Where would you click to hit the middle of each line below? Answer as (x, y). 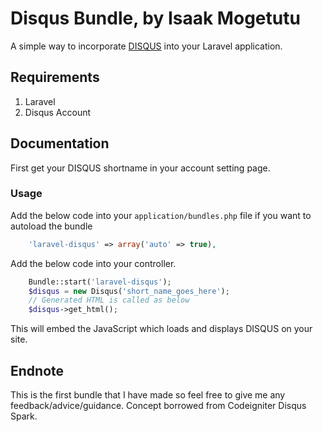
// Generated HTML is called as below (109, 300)
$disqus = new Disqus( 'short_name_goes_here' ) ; (129, 291)
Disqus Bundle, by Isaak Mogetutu (155, 18)
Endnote (37, 370)
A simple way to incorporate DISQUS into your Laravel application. (146, 46)
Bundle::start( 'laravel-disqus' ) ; (100, 282)
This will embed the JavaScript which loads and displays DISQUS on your (161, 329)
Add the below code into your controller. (93, 263)
